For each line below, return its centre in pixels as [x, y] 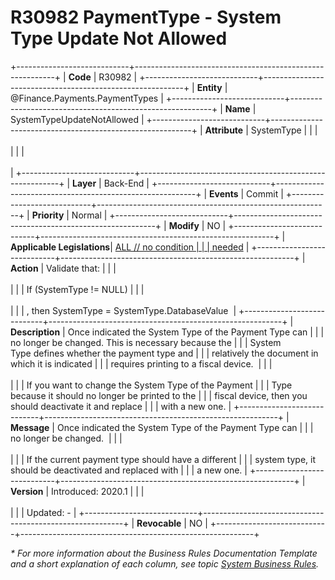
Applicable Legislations [60, 247]
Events [224, 193]
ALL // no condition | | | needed [179, 247]
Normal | [89, 215]
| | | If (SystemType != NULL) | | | [77, 289]
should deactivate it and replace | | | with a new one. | [121, 406]
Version [27, 491]
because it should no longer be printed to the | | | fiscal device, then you [159, 395]
